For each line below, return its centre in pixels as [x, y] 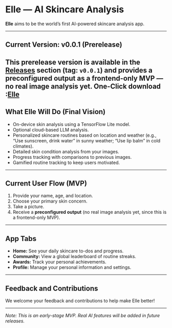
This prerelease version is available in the [73, 62]
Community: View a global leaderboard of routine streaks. [74, 257]
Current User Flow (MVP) [46, 183]
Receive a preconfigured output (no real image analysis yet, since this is [90, 212]
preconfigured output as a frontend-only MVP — [84, 78]
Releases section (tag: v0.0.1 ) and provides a [79, 70]
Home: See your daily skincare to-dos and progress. [68, 251]
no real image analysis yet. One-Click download [83, 86]
